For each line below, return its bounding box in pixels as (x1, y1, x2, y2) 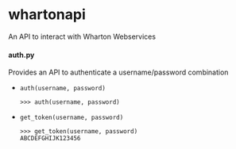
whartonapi (8, 6, 86, 24)
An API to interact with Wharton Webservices (8, 32, 157, 41)
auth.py (8, 50, 35, 59)
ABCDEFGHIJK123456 (19, 135, 81, 143)
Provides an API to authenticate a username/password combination (8, 67, 229, 77)
